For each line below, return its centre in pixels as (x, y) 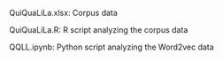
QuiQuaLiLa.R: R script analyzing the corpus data (99, 30)
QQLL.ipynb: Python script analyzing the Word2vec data (111, 47)
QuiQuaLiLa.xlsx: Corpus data (63, 13)
